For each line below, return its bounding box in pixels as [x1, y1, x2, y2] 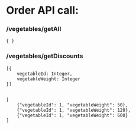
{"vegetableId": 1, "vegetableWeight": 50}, [17, 102, 128, 108]
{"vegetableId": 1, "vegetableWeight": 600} [17, 112, 128, 118]
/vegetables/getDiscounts [6, 52, 83, 60]
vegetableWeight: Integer [17, 75, 81, 82]
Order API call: [6, 4, 79, 17]
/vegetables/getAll [6, 25, 61, 33]
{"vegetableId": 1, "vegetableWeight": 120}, [17, 107, 131, 113]
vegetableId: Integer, [17, 71, 73, 77]
